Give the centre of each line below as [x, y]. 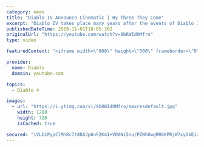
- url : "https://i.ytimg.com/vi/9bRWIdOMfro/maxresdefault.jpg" [95, 107]
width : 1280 [32, 112]
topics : [16, 84]
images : [16, 101]
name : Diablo [28, 67]
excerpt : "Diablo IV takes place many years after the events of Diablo [100, 23]
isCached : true [36, 123]
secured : [17, 134]
